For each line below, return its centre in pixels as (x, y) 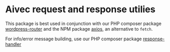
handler (13, 44)
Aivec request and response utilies (80, 9)
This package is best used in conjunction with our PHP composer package (83, 23)
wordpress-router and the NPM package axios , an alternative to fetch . (79, 29)
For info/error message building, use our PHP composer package (74, 39)
